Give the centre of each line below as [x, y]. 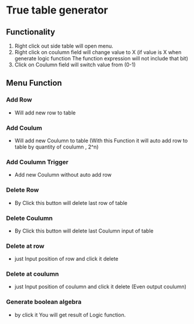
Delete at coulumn [33, 274]
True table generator [57, 10]
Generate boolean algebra [44, 302]
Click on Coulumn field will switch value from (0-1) [75, 65]
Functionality [31, 32]
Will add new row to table [45, 113]
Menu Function [34, 83]
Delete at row [25, 246]
